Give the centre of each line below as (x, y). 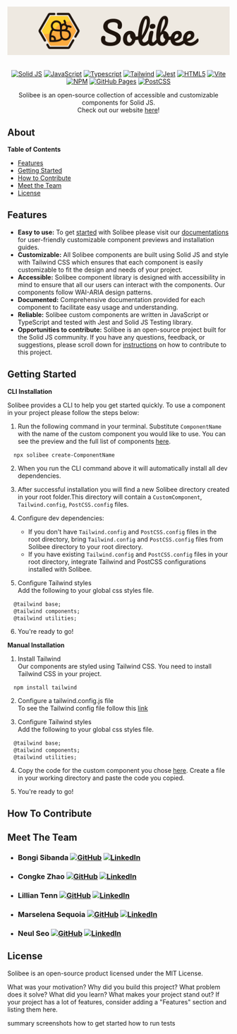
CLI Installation (30, 391)
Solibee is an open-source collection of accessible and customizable (119, 95)
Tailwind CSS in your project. (60, 673)
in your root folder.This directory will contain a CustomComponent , (110, 497)
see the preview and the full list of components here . (94, 441)
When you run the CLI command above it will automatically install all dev (122, 468)
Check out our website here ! (119, 110)
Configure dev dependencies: (61, 518)
